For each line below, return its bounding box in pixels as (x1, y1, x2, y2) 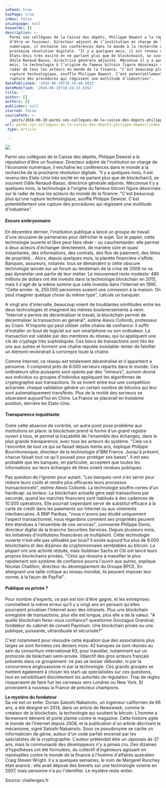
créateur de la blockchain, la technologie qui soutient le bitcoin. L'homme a (5, 710, 158, 716)
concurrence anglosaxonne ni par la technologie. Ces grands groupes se (5, 663, 154, 669)
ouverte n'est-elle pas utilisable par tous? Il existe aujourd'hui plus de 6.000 (5, 537, 160, 543)
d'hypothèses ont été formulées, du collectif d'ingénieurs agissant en (5, 746, 147, 752)
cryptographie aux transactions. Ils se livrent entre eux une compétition (5, 379, 151, 385)
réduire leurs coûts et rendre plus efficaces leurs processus (5, 479, 127, 485)
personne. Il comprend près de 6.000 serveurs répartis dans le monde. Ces (5, 363, 159, 369)
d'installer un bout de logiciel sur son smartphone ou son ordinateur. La (5, 327, 151, 334)
